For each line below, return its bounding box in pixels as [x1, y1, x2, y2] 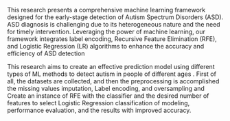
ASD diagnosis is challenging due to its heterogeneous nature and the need [7, 21, 221, 28]
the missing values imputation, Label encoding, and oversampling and [7, 85, 205, 92]
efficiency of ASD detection [7, 49, 85, 57]
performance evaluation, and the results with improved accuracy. [7, 106, 192, 114]
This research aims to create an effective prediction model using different [7, 63, 215, 70]
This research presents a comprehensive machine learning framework [7, 6, 206, 14]
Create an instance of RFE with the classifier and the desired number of [7, 92, 209, 100]
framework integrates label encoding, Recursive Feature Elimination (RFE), [7, 35, 218, 43]
